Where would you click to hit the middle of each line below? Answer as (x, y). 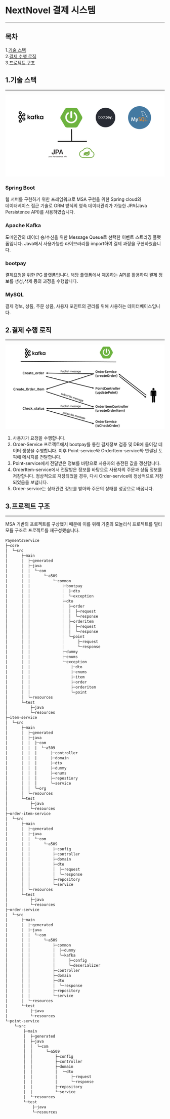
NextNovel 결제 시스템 (51, 10)
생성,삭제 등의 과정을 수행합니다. (46, 281)
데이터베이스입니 (144, 306)
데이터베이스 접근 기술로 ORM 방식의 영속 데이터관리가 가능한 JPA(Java (76, 206)
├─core (12, 546)
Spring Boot (20, 188)
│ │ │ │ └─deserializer (53, 966)
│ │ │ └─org (26, 789)
